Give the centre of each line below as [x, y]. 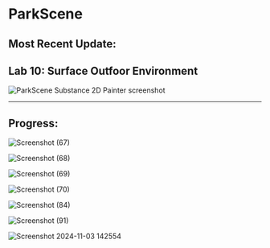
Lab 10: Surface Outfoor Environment [103, 70]
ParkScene [45, 14]
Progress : [33, 123]
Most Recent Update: [62, 44]
